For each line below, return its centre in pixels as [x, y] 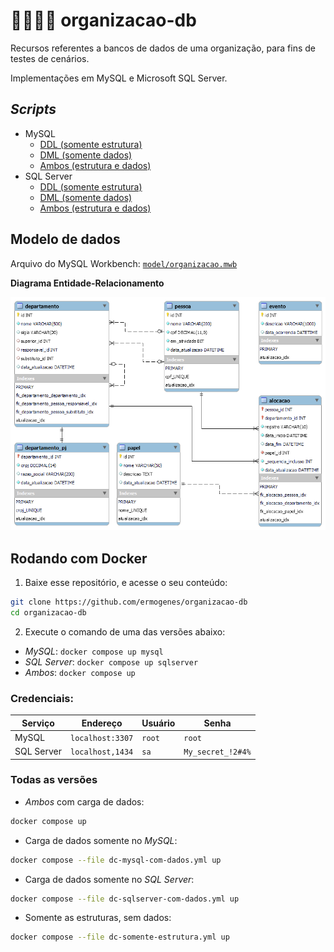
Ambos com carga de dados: [84, 801]
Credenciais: [42, 698]
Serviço [38, 723]
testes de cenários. [50, 58]
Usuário [158, 723]
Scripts [33, 109]
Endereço [102, 723]
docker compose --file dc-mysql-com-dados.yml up [116, 860]
